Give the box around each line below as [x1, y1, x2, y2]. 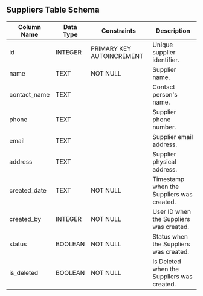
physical [152, 157, 176, 166]
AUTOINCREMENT [90, 51, 144, 60]
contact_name [9, 90, 50, 98]
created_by [9, 214, 41, 223]
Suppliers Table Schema [6, 5, 100, 15]
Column [18, 22, 41, 31]
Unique [152, 40, 173, 49]
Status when [152, 232, 188, 240]
